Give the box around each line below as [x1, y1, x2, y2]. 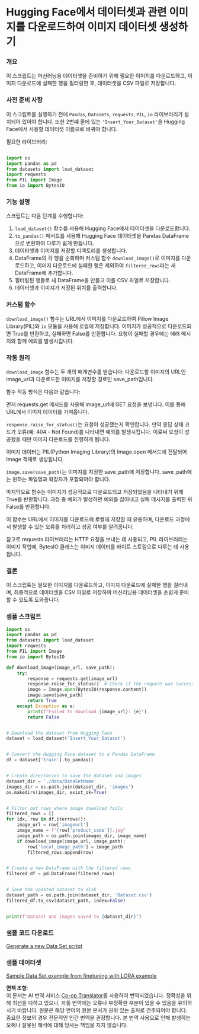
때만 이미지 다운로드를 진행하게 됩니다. [21, 435, 111, 442]
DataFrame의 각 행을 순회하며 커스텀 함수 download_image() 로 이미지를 [14, 254, 181, 261]
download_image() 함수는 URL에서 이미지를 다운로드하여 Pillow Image [6, 315, 169, 322]
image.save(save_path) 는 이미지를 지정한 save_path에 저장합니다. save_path [6, 468, 188, 475]
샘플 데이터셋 [6, 958, 41, 966]
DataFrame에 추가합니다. [14, 269, 73, 276]
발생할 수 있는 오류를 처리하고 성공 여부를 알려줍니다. [12, 523, 134, 530]
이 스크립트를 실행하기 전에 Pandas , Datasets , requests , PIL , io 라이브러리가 [6, 110, 183, 117]
